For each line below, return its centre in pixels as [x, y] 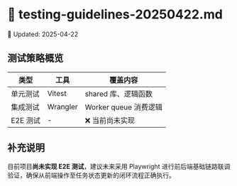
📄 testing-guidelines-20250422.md [115, 15]
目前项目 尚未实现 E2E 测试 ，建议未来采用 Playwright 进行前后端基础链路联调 [119, 166]
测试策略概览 [35, 59]
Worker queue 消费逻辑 [124, 107]
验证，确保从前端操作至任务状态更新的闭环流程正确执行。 [91, 175]
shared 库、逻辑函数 [118, 94]
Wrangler [62, 106]
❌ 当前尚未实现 [110, 120]
